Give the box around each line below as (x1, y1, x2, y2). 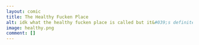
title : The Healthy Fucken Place (6, 14, 89, 20)
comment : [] (6, 30, 36, 36)
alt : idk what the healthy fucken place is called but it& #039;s (6, 19, 171, 25)
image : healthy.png (6, 25, 54, 31)
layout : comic (6, 8, 41, 15)
